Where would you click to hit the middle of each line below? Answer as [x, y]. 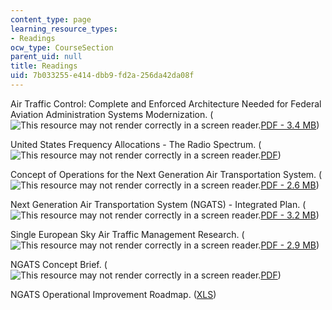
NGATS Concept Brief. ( [59, 264]
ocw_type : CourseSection [62, 47]
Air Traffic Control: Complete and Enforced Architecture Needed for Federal [166, 103]
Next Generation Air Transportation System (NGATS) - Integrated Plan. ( [158, 204]
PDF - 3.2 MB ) [290, 215]
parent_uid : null [46, 57]
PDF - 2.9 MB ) [290, 245]
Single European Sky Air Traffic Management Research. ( [127, 234]
